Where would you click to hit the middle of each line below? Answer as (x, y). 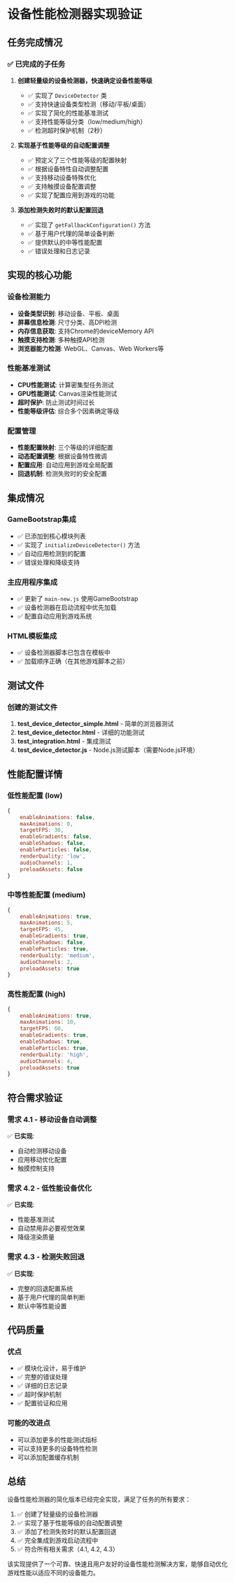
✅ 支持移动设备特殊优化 (62, 177)
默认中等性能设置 (42, 1306)
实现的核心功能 (40, 275)
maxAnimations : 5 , (47, 923)
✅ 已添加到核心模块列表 (51, 536)
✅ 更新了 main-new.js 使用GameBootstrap (78, 599)
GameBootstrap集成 (42, 520)
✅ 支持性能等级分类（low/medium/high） (87, 121)
